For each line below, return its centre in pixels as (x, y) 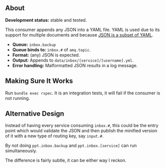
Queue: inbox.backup (34, 44)
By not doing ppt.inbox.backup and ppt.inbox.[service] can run (71, 146)
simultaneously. (21, 151)
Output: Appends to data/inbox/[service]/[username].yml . (73, 60)
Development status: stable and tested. (46, 20)
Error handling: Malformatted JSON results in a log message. (75, 65)
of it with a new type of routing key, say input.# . (55, 136)
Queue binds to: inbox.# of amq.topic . (51, 49)
